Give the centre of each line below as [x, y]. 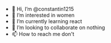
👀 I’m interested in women [43, 15]
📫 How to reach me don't [43, 34]
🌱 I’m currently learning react [47, 21]
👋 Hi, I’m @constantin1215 [43, 9]
